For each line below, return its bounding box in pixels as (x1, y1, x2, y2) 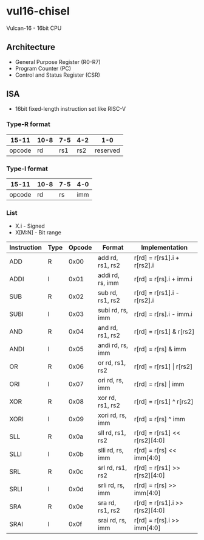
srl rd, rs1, (98, 464, 127, 472)
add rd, (98, 254, 118, 262)
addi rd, (98, 271, 120, 279)
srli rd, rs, (98, 481, 125, 489)
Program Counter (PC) (15, 65, 72, 72)
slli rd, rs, (98, 446, 124, 455)
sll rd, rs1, (98, 429, 126, 437)
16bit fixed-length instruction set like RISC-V (15, 105, 126, 112)
